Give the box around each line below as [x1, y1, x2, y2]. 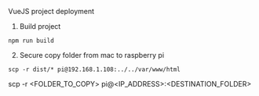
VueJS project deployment [8, 7, 95, 16]
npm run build [8, 37, 55, 44]
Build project [19, 22, 61, 30]
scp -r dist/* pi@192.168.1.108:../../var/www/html [8, 66, 181, 73]
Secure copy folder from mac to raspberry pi [19, 51, 165, 59]
